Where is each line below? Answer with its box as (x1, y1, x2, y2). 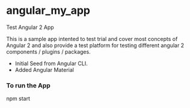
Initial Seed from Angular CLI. (14, 60, 88, 67)
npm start (6, 95, 31, 103)
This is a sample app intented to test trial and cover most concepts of (6, 35, 178, 42)
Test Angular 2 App (6, 24, 54, 31)
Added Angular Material (14, 66, 74, 73)
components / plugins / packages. (6, 48, 91, 55)
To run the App (6, 81, 51, 89)
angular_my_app (6, 4, 90, 17)
